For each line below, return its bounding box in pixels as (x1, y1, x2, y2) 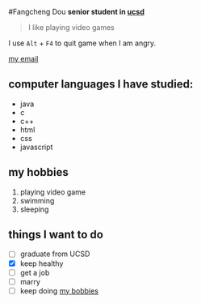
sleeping (19, 204, 49, 214)
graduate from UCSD (19, 249, 90, 259)
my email (8, 54, 39, 63)
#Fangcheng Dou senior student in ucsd (8, 7, 145, 16)
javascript (19, 142, 53, 152)
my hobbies (8, 165, 69, 179)
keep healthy (19, 259, 64, 268)
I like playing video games (27, 23, 115, 32)
